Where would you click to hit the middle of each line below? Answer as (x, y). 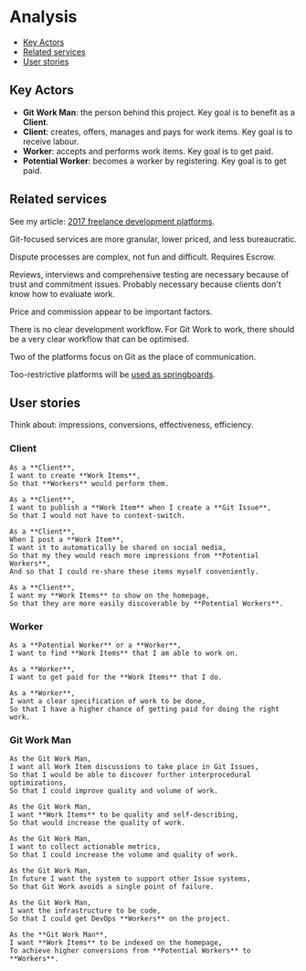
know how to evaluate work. (63, 293)
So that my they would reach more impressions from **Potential (134, 555)
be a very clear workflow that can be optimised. (100, 339)
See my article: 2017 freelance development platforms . (112, 221)
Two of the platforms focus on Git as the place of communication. (133, 356)
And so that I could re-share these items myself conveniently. (134, 571)
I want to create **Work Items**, (75, 475)
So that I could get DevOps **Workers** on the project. (120, 919)
